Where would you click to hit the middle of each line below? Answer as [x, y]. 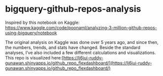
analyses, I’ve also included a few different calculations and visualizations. [81, 53]
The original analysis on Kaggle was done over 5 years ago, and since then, [82, 42]
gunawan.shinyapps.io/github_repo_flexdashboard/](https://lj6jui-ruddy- [79, 63]
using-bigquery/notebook [31, 33]
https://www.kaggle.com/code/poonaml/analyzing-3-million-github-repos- [81, 27]
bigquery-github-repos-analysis [73, 9]
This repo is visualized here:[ [34, 57]
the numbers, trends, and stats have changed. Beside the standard [73, 47]
